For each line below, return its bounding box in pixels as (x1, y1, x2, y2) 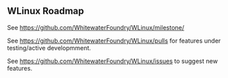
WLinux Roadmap (7, 5, 84, 17)
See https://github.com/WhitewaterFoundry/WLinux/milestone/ (7, 23, 185, 31)
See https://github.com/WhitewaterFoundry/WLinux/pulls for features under (7, 37, 221, 45)
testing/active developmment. (7, 43, 91, 52)
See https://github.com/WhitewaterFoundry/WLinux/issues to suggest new (7, 57, 218, 65)
